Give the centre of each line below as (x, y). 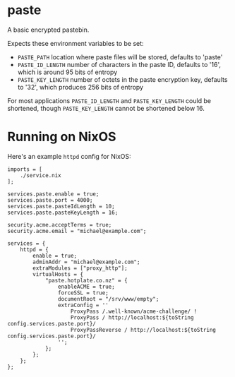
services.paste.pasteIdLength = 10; (61, 206)
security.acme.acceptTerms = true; (60, 225)
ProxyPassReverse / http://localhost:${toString (143, 330)
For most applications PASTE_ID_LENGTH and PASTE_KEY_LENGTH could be (109, 100)
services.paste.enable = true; (53, 194)
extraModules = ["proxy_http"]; (80, 268)
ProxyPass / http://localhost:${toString (132, 317)
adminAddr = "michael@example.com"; (86, 262)
